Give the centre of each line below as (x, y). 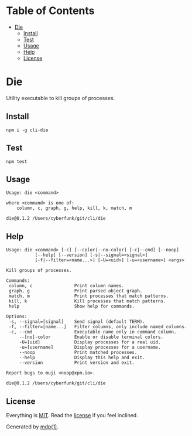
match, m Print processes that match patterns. (88, 296)
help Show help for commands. (71, 306)
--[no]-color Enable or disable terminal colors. (91, 337)
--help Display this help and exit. (82, 358)
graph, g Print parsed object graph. (76, 291)
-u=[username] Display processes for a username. (90, 348)
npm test (17, 161)
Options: (17, 317)
